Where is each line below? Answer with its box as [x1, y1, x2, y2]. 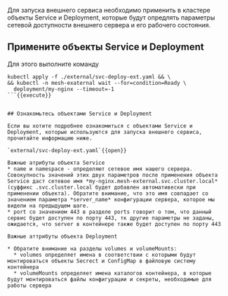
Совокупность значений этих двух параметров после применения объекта [7, 171, 218, 178]
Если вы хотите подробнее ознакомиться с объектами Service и [7, 122, 193, 129]
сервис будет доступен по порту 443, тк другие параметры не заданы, [7, 214, 215, 222]
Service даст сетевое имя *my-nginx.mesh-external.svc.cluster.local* [7, 177, 218, 184]
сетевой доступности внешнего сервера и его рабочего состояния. [7, 21, 211, 29]
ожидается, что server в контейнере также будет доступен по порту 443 [7, 220, 221, 227]
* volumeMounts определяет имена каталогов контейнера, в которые [13, 269, 212, 276]
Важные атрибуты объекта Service [7, 159, 105, 166]
